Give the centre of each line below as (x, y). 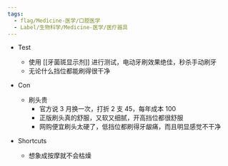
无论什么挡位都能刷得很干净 (69, 71)
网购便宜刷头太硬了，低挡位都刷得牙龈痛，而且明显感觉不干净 (130, 127)
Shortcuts (32, 141)
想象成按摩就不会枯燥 (60, 156)
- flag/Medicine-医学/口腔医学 (57, 21)
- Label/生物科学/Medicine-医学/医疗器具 (71, 27)
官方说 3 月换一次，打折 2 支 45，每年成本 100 (108, 109)
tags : (15, 14)
